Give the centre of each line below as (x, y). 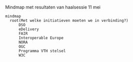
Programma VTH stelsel (42, 51)
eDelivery (28, 29)
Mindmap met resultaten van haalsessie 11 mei (53, 7)
